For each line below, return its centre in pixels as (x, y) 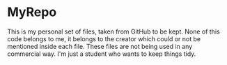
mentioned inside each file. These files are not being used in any (100, 46)
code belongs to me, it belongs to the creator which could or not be (104, 38)
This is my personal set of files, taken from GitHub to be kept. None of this (114, 31)
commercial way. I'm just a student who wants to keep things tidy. (102, 54)
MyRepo (32, 12)
